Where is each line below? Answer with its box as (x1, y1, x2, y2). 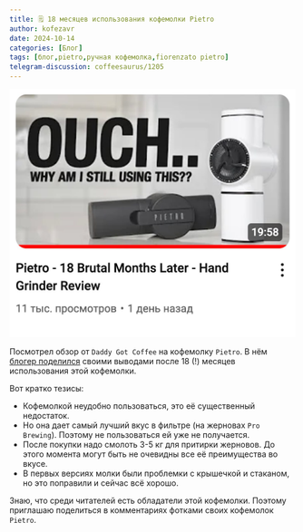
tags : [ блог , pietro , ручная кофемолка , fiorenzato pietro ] (9, 53, 230, 63)
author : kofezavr (9, 24, 75, 34)
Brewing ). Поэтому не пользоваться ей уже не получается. (22, 429, 250, 440)
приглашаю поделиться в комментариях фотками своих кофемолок (9, 504, 274, 516)
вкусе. (22, 458, 48, 469)
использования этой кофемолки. (9, 365, 137, 376)
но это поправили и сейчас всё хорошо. (22, 477, 180, 488)
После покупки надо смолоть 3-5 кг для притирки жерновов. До (22, 439, 276, 450)
